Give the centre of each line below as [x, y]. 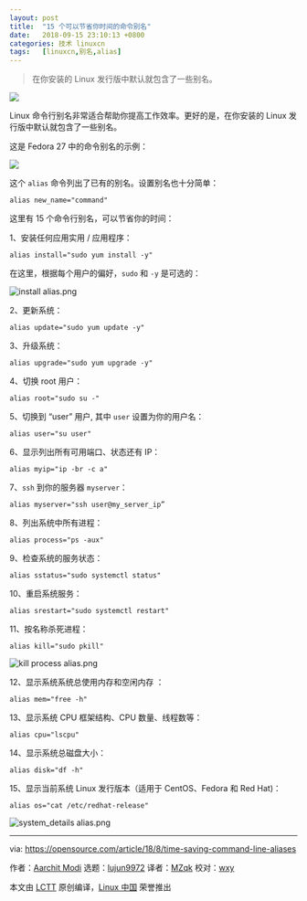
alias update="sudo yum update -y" [77, 328]
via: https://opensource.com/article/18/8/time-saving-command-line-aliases [153, 849]
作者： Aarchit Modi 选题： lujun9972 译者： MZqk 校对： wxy [122, 868]
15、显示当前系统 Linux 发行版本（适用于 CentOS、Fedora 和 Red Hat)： [145, 789]
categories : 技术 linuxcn [57, 43]
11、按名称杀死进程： [49, 629]
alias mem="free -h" [49, 700]
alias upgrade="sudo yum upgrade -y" [81, 363]
